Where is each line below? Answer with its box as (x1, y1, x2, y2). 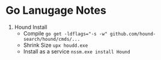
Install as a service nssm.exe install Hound (23, 47, 130, 55)
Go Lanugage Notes (5, 4, 106, 17)
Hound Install (14, 23, 47, 31)
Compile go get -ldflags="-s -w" (23, 29, 108, 37)
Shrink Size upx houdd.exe (23, 41, 88, 49)
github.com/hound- (109, 31, 156, 37)
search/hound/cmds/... (23, 36, 80, 42)
